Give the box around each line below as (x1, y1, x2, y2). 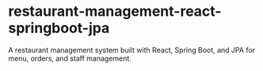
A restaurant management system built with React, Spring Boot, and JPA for (8, 45, 256, 54)
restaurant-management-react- (8, 2, 222, 21)
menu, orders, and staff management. (8, 54, 132, 63)
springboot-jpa (8, 19, 110, 37)
